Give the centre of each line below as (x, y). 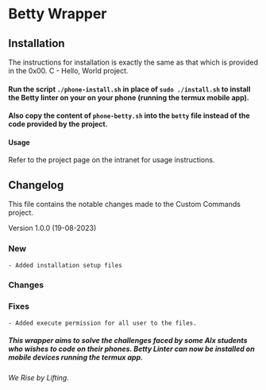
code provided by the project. (58, 124)
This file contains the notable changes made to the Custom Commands (124, 205)
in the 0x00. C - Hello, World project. (68, 71)
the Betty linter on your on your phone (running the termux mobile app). (129, 97)
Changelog (36, 185)
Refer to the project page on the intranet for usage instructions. (112, 160)
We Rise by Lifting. (39, 377)
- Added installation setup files (66, 265)
